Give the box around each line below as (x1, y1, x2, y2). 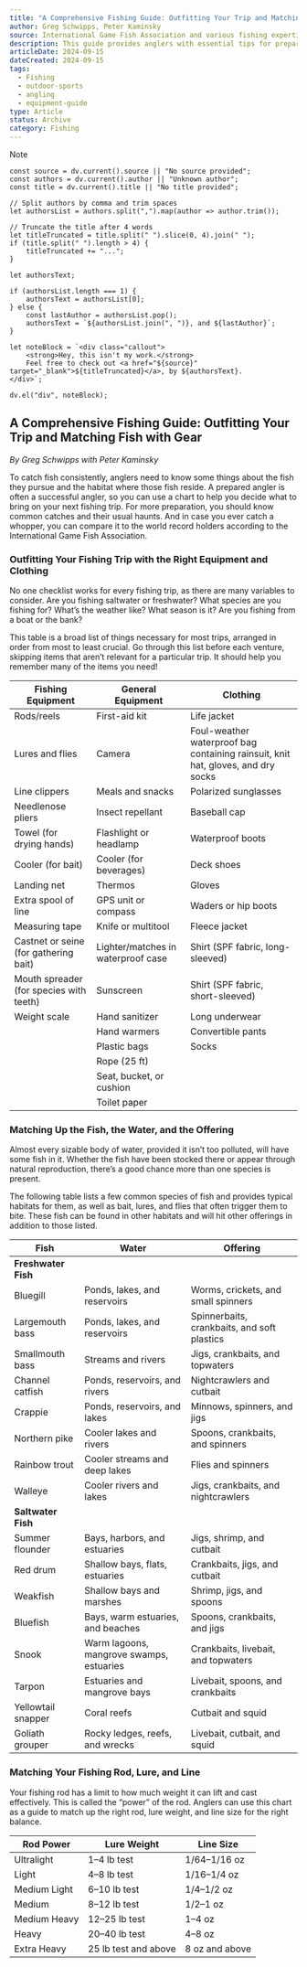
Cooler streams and (84, 1453, 169, 1466)
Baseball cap (190, 806, 246, 818)
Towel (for (14, 827, 58, 839)
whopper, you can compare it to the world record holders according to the (9, 520, 289, 531)
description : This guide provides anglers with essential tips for (9, 38, 272, 48)
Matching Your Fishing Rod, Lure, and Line (9, 1766, 201, 1779)
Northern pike (14, 1432, 74, 1445)
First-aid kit (95, 710, 148, 722)
